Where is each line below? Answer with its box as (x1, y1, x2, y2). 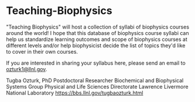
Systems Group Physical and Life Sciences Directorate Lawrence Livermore (6, 83, 189, 90)
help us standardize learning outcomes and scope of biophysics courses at (6, 36, 187, 43)
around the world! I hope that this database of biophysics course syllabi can (6, 29, 189, 36)
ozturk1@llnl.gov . (6, 65, 47, 72)
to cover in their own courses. (6, 48, 78, 55)
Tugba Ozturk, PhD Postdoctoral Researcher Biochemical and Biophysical (6, 77, 184, 84)
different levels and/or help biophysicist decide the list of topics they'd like (6, 42, 186, 49)
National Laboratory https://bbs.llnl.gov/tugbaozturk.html (6, 89, 143, 96)
